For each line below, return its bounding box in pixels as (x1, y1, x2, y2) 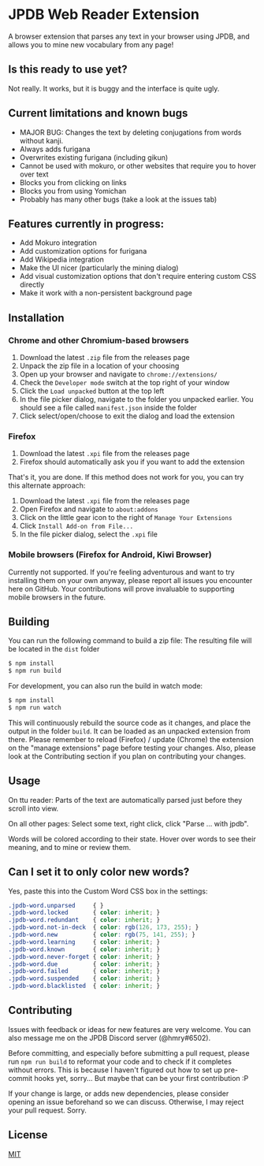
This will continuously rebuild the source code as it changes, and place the (8, 718, 251, 727)
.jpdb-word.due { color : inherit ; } (8, 960, 160, 968)
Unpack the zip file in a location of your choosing (19, 361, 180, 371)
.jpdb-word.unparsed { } (8, 901, 104, 909)
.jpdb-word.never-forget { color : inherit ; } (8, 952, 160, 960)
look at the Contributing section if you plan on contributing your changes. (8, 751, 247, 761)
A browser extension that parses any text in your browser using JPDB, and (8, 32, 250, 41)
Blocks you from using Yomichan (19, 186, 127, 195)
